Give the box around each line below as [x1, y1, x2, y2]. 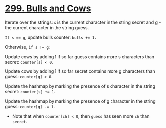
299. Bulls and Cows [5, 3, 91, 14]
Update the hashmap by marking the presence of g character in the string [5, 98, 156, 104]
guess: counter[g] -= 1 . [5, 103, 55, 109]
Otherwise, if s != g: [5, 44, 51, 50]
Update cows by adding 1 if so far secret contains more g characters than [5, 68, 155, 74]
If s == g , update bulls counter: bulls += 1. [5, 34, 97, 40]
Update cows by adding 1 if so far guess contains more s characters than [5, 53, 155, 60]
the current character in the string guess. [5, 24, 89, 30]
